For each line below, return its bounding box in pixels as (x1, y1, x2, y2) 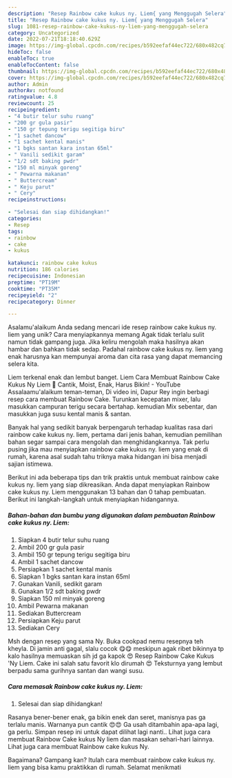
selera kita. (8, 360, 39, 368)
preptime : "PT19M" (8, 279, 61, 286)
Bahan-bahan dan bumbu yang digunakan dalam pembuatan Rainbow (8, 511, 215, 519)
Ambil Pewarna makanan (17, 602, 89, 610)
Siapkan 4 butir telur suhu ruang (17, 536, 109, 544)
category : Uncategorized (8, 29, 79, 37)
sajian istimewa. (8, 460, 54, 468)
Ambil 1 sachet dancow (17, 558, 84, 566)
